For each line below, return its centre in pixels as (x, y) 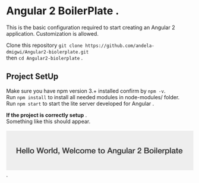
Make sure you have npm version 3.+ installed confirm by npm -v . (86, 91)
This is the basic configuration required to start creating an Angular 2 (91, 27)
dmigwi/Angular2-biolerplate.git (48, 52)
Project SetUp (32, 76)
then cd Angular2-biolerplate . (45, 58)
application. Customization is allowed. (53, 33)
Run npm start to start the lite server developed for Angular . (80, 103)
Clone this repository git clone (45, 45)
